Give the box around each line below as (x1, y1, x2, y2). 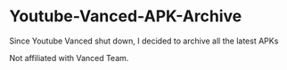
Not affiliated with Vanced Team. (9, 52, 129, 63)
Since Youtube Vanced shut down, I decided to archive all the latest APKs (9, 35, 279, 46)
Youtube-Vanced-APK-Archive (9, 6, 242, 27)
